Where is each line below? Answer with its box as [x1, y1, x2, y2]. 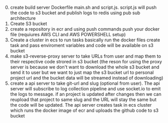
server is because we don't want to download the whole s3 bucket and [10, 64, 160, 70]
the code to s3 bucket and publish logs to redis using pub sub [10, 10, 140, 16]
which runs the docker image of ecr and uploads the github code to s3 [10, 107, 159, 113]
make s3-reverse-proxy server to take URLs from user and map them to [10, 53, 161, 59]
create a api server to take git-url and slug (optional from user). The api [10, 80, 160, 86]
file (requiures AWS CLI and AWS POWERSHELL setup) [10, 32, 126, 37]
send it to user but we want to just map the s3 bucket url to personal [10, 69, 154, 76]
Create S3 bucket [10, 20, 47, 27]
